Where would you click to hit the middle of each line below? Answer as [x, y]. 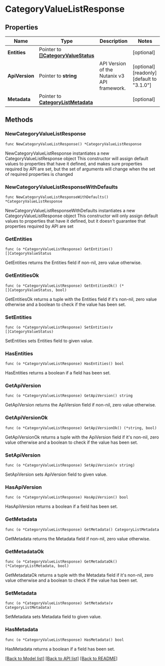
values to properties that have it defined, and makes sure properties [74, 164]
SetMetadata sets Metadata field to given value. [54, 617]
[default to [145, 79]
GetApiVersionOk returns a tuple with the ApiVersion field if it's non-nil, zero [82, 437]
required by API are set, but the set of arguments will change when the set [80, 169]
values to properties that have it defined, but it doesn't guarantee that [75, 221]
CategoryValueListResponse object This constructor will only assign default [82, 216]
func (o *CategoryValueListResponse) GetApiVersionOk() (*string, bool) [81, 428]
